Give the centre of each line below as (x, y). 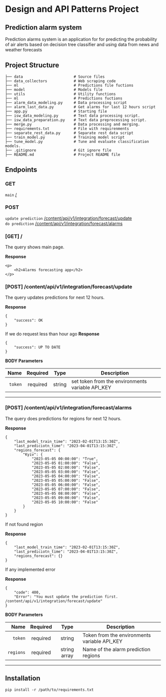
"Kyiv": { (33, 454)
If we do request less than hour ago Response (52, 334)
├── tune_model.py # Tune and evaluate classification (77, 141)
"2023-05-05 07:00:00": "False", (66, 489)
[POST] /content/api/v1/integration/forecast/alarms (68, 408)
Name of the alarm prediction (116, 649)
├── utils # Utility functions (61, 94)
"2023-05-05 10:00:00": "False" (65, 502)
